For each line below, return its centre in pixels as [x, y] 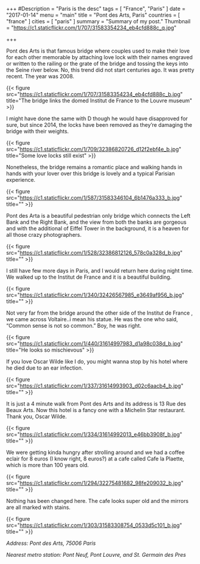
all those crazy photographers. [44, 235]
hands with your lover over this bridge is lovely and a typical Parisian [90, 173]
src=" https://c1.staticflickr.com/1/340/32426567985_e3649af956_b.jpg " [95, 295]
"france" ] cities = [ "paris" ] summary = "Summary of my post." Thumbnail [99, 21]
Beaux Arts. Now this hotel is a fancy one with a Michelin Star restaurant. [96, 410]
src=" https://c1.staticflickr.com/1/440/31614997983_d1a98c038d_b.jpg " [95, 344]
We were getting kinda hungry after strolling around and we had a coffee [96, 452]
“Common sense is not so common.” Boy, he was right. [74, 326]
